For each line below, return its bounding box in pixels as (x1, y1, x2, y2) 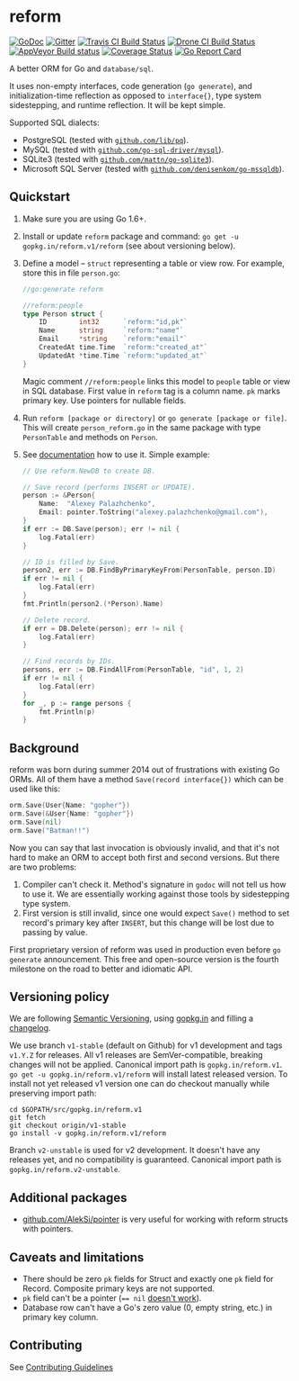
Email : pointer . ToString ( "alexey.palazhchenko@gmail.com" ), (39, 508, 268, 517)
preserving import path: (9, 1088, 97, 1099)
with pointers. (22, 1223, 74, 1234)
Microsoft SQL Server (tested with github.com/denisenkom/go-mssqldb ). (22, 163, 285, 174)
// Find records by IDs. (22, 657, 116, 666)
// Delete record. (22, 615, 92, 625)
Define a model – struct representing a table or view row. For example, (22, 257, 286, 268)
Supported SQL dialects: (9, 117, 101, 128)
